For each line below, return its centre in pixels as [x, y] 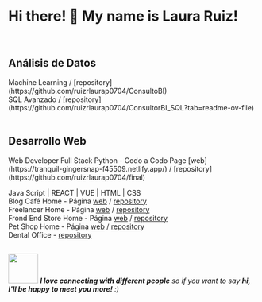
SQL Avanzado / [35, 99]
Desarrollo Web [47, 141]
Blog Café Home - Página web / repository [77, 201]
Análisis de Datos [52, 63]
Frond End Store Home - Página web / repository [88, 218]
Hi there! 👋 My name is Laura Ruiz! [123, 16]
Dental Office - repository [50, 234]
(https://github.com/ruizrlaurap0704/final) [77, 177]
